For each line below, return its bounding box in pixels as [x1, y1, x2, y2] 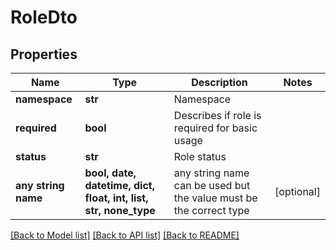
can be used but [173, 179, 251, 192]
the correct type [173, 204, 250, 217]
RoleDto [10, 6, 78, 29]
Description [191, 76, 248, 89]
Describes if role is [173, 109, 262, 122]
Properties [10, 46, 78, 63]
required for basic [173, 121, 258, 135]
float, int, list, [84, 191, 149, 205]
